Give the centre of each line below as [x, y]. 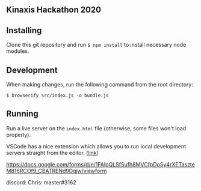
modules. [18, 51]
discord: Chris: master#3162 [41, 182]
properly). [19, 135]
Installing [24, 30]
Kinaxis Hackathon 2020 [54, 10]
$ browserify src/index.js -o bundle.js [58, 95]
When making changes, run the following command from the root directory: [100, 85]
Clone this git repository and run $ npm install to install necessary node [96, 45]
